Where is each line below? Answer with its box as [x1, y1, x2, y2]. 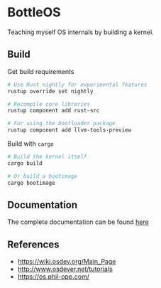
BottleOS [7, 4, 62, 21]
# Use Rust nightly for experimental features [7, 81, 148, 88]
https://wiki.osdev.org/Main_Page [17, 257, 116, 266]
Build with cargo [7, 139, 55, 148]
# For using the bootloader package [7, 120, 116, 127]
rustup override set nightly [7, 87, 94, 95]
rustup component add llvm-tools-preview [7, 127, 132, 134]
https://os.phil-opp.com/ [17, 272, 90, 281]
